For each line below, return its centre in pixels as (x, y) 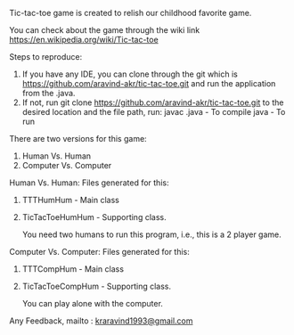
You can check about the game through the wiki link (105, 30)
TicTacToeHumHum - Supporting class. (94, 217)
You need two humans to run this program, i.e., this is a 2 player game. (152, 234)
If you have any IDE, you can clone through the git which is (130, 74)
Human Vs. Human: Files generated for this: (89, 183)
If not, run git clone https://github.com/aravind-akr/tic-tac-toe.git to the (153, 102)
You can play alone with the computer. (92, 303)
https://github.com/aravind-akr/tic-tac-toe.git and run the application (149, 83)
